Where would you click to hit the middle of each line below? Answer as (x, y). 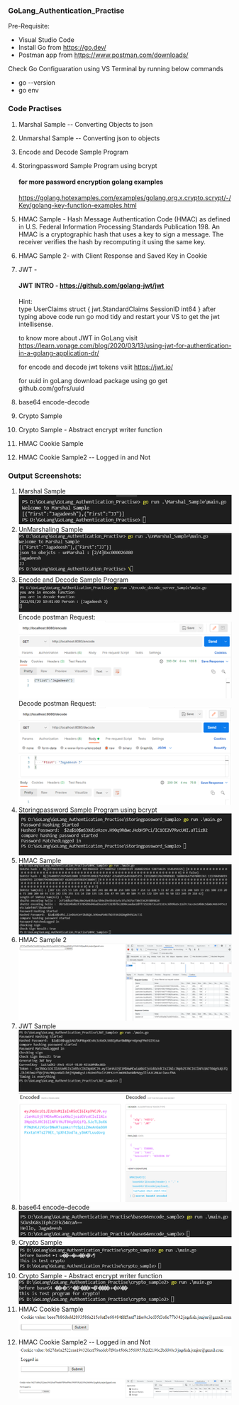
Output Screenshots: (45, 476)
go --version (37, 83)
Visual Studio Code (46, 40)
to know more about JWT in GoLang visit (78, 338)
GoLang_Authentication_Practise (66, 11)
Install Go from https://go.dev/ (62, 48)
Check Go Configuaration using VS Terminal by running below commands (116, 69)
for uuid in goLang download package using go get (93, 381)
